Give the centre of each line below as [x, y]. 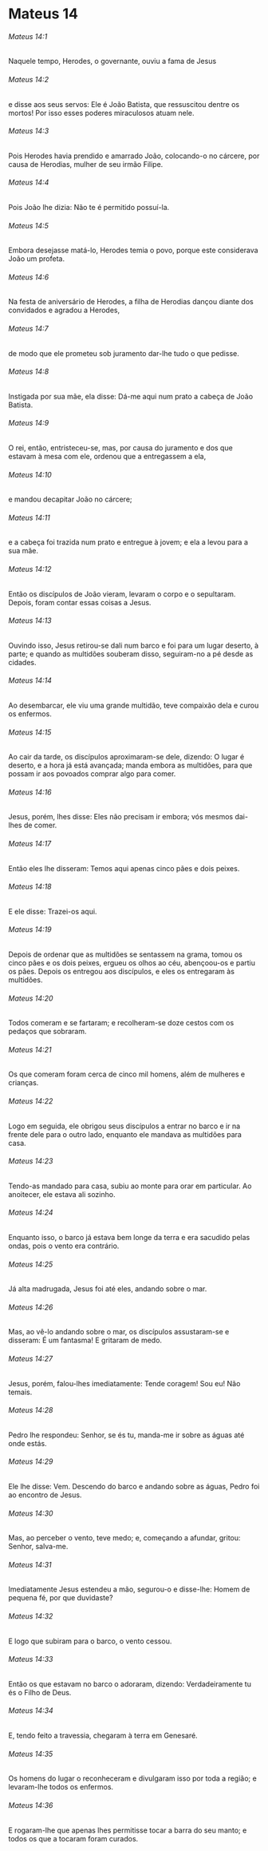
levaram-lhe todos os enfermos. [61, 1787]
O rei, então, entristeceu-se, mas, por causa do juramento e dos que [120, 448]
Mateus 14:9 [29, 423]
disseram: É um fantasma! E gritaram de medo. [85, 1340]
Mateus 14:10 [30, 474]
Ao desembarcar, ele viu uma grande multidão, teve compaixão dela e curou [134, 706]
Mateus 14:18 [30, 886]
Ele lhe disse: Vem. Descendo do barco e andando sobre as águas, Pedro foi [134, 1487]
